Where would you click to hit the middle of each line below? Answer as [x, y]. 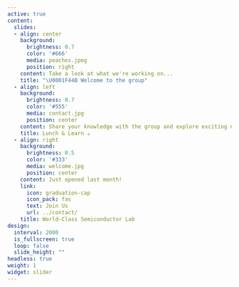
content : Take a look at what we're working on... [97, 73]
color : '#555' [47, 107]
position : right [50, 67]
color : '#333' [47, 160]
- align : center [38, 34]
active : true [27, 14]
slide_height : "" [39, 252]
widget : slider [30, 272]
